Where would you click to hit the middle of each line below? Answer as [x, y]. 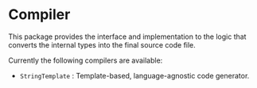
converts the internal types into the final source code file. [102, 44]
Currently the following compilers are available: [86, 60]
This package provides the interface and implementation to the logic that [127, 36]
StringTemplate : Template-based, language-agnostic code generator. [134, 75]
